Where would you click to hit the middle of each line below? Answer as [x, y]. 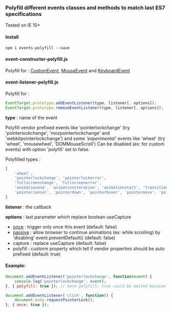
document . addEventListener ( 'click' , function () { [59, 295]
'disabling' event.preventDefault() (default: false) [64, 238]
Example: [16, 266]
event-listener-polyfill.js [32, 82]
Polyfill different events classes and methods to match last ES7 [85, 8]
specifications [24, 14]
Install [12, 37]
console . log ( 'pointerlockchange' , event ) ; [60, 281]
